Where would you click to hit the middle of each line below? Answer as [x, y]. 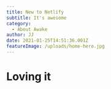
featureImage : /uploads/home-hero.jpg [56, 47]
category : [19, 23]
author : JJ [20, 35]
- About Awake [30, 29]
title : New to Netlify [35, 12]
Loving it [29, 77]
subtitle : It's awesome [37, 18]
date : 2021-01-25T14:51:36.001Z [47, 41]
